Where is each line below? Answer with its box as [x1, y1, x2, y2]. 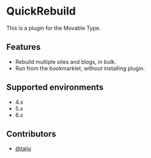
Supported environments [6, 82, 104, 92]
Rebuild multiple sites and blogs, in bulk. [15, 58, 117, 65]
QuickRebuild [6, 4, 76, 18]
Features [6, 42, 41, 52]
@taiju [15, 145, 32, 153]
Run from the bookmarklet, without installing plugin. [15, 64, 145, 72]
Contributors [6, 129, 57, 139]
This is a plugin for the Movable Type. [6, 24, 101, 32]
